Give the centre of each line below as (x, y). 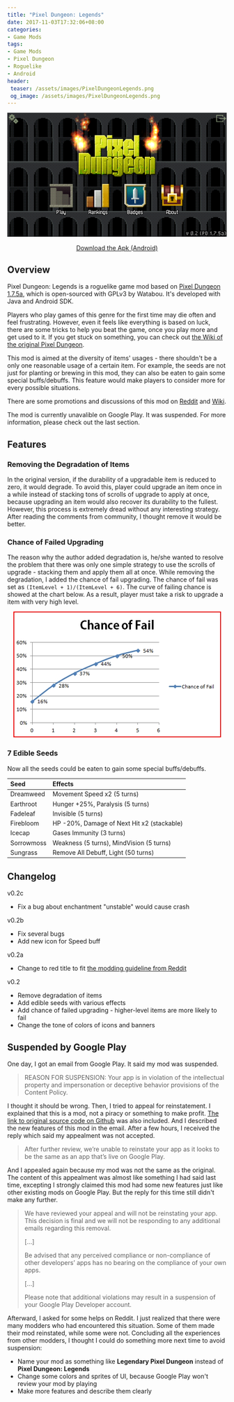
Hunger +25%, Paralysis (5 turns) (101, 804)
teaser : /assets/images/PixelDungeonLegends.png (82, 88)
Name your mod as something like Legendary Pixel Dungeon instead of (120, 1361)
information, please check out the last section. (74, 422)
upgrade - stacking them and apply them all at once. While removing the (111, 572)
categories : (24, 29)
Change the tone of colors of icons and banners (86, 1025)
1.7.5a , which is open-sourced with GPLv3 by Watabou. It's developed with (114, 294)
